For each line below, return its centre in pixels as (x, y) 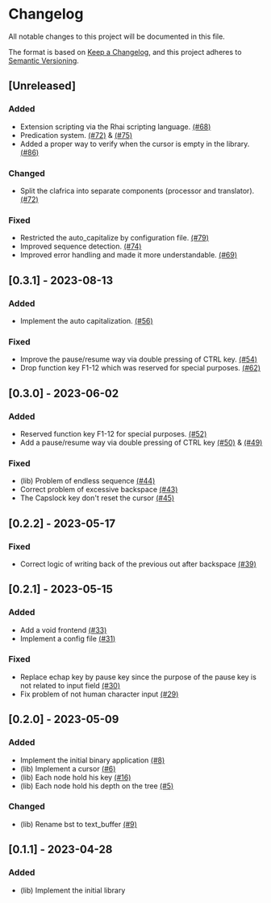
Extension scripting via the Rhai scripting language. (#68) (115, 127)
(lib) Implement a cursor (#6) (68, 768)
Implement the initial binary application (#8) (92, 760)
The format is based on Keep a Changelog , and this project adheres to (125, 52)
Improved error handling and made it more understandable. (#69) (129, 255)
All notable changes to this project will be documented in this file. (117, 36)
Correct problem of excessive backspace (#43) (99, 490)
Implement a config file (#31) (68, 638)
